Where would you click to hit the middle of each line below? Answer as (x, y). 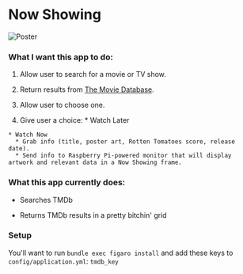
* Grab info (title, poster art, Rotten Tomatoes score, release (125, 142)
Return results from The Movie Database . (87, 89)
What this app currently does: (67, 182)
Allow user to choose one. (62, 105)
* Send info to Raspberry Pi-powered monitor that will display (123, 156)
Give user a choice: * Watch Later (74, 120)
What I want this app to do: (61, 57)
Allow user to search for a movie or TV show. (93, 74)
